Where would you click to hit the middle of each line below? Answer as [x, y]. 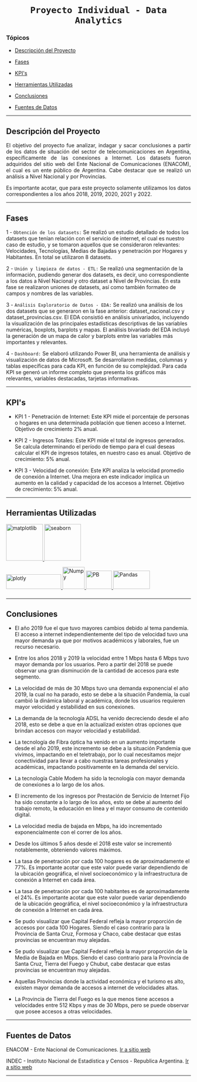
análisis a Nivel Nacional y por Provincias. [56, 177]
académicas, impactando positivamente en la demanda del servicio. [97, 767]
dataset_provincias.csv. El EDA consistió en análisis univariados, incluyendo [98, 317]
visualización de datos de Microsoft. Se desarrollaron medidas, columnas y [97, 360]
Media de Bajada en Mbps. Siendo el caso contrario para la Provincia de [102, 958]
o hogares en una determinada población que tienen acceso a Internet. [100, 423]
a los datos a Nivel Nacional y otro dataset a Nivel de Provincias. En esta [93, 281]
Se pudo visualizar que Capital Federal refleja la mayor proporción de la [101, 951]
